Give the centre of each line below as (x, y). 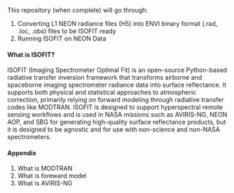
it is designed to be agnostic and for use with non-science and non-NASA (114, 129)
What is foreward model (52, 176)
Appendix (22, 152)
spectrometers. (29, 137)
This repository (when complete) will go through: (78, 10)
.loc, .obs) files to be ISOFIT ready (67, 31)
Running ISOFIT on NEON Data (62, 38)
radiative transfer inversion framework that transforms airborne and (105, 78)
